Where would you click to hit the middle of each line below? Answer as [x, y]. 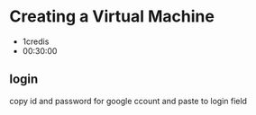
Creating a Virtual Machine [112, 17]
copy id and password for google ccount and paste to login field [128, 101]
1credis [36, 41]
